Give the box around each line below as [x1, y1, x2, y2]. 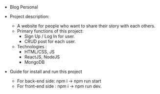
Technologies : [17, 44, 47, 49]
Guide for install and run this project [9, 69, 82, 75]
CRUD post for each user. [24, 38, 76, 44]
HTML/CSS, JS [24, 49, 55, 55]
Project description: [9, 14, 50, 19]
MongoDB [24, 59, 45, 65]
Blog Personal [9, 4, 38, 10]
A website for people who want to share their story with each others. [17, 23, 156, 29]
